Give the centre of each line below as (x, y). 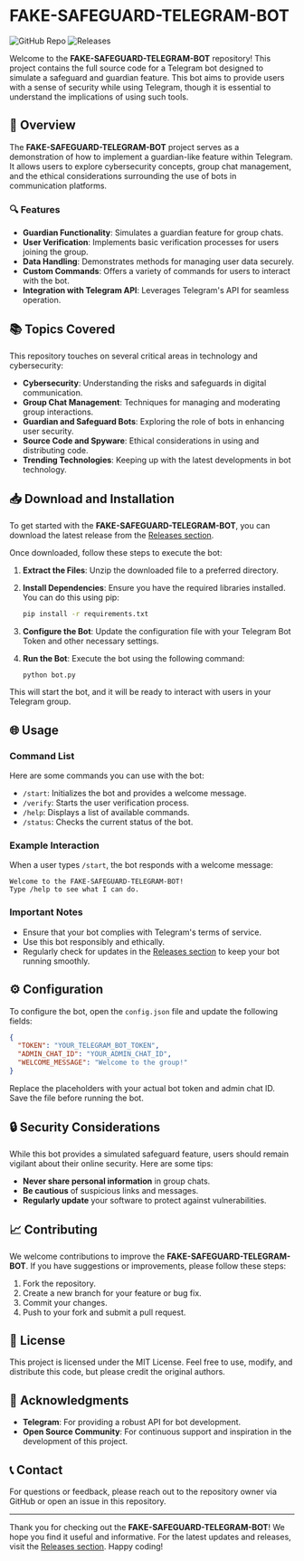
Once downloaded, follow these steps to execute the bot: (116, 552)
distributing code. (55, 450)
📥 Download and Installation (92, 499)
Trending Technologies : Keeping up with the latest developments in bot (157, 460)
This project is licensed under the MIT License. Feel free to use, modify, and (151, 1362)
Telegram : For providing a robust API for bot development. (132, 1423)
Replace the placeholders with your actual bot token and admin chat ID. (142, 1088)
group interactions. (58, 412)
